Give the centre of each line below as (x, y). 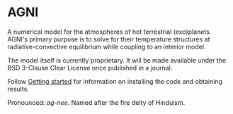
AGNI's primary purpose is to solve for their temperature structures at (109, 39)
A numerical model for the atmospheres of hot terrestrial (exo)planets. (109, 32)
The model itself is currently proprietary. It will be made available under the (117, 60)
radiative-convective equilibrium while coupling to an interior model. (107, 46)
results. (18, 89)
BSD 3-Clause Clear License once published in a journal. (90, 68)
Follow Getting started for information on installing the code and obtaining (115, 81)
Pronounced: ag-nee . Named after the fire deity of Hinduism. (96, 102)
